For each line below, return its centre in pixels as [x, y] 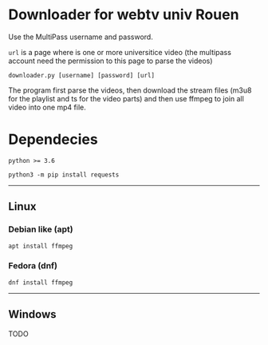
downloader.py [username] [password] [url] [82, 75]
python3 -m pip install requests [64, 174]
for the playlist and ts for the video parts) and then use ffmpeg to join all [126, 98]
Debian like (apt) [41, 229]
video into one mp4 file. [47, 107]
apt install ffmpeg [41, 246]
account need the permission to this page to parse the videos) [110, 61]
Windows [32, 314]
